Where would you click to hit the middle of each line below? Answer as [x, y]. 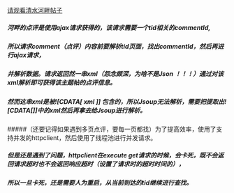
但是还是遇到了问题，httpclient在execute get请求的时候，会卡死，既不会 [112, 155]
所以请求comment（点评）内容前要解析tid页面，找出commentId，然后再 [112, 46]
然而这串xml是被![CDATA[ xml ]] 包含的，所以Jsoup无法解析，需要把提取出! [117, 101]
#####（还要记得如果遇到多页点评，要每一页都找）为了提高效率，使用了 [112, 129]
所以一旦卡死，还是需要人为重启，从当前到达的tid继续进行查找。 [100, 183]
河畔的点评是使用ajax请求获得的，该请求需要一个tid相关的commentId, [109, 27]
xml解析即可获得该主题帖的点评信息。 [62, 83]
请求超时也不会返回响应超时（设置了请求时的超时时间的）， [99, 164]
